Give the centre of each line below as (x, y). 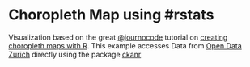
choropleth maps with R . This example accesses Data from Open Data (125, 45)
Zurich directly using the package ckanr (75, 54)
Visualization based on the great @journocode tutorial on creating (118, 37)
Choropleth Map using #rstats (111, 15)
